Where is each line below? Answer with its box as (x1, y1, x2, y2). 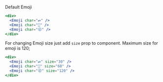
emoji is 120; (5, 46, 30, 51)
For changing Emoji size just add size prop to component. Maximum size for (5, 40, 159, 46)
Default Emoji (5, 4, 32, 10)
